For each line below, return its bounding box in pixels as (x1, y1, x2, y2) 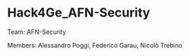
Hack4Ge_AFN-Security (7, 5, 150, 21)
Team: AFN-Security (7, 28, 66, 36)
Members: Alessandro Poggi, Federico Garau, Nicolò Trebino (7, 41, 183, 49)
